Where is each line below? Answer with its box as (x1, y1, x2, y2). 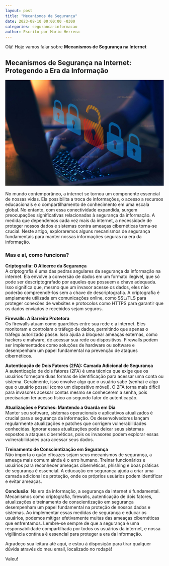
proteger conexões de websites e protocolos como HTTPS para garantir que (5, 300, 164, 306)
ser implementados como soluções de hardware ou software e (5, 342, 135, 348)
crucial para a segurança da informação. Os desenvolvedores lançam (5, 415, 149, 421)
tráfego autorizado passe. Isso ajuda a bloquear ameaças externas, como (5, 331, 158, 337)
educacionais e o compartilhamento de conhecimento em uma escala (5, 201, 149, 207)
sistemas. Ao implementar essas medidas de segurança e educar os (5, 509, 147, 516)
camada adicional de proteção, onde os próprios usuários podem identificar (5, 473, 162, 479)
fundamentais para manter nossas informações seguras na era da (5, 233, 142, 239)
